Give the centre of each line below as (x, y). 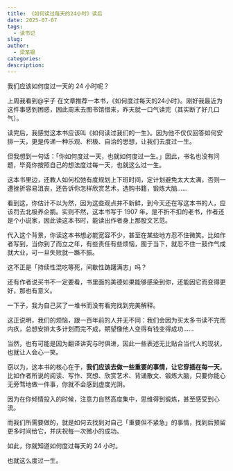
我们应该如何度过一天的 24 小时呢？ (58, 86)
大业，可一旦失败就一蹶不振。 (55, 252)
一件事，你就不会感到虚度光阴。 (83, 384)
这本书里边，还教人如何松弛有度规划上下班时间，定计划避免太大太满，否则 (113, 179)
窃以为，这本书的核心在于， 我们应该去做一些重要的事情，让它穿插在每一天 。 (116, 367)
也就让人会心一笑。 (35, 352)
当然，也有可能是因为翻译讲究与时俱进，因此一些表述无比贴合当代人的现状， (116, 343)
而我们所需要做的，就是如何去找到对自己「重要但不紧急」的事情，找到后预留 (116, 422)
